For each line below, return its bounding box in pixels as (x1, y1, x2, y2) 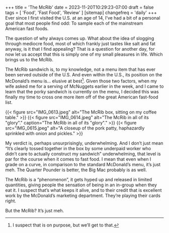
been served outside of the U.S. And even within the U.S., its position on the (5, 72, 162, 77)
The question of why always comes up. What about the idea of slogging (5, 35, 154, 41)
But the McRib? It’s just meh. (5, 207, 64, 213)
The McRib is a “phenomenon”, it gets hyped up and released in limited (5, 176, 152, 182)
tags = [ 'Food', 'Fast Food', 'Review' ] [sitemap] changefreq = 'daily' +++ (5, 10, 157, 16)
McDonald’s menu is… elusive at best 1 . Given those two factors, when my (5, 77, 157, 84)
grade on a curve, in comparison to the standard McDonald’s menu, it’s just (5, 161, 161, 167)
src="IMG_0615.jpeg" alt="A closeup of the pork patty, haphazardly (5, 125, 145, 131)
